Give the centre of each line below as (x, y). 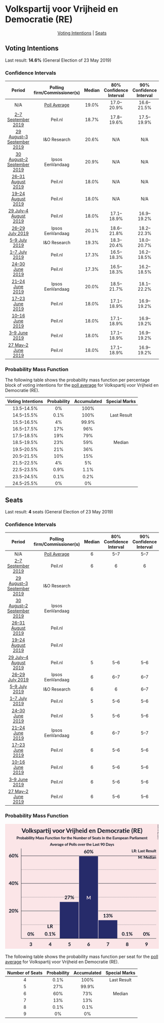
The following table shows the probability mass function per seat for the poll (82, 957)
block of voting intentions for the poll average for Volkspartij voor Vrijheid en (82, 385)
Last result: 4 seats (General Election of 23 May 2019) (59, 512)
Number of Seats (25, 973)
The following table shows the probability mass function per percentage (77, 380)
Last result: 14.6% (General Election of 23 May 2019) (58, 60)
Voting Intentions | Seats (82, 33)
